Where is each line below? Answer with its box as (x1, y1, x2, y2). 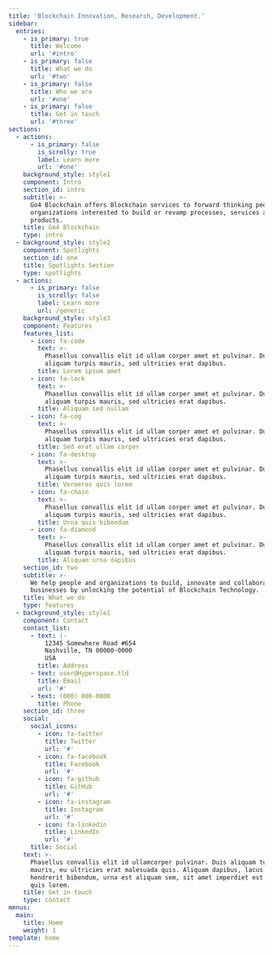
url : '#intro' (29, 50, 79, 58)
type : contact (23, 896, 71, 905)
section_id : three (23, 707, 85, 715)
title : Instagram (44, 805, 104, 814)
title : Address (37, 662, 89, 671)
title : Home (23, 918, 63, 927)
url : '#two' (29, 72, 71, 80)
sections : (8, 125, 42, 133)
